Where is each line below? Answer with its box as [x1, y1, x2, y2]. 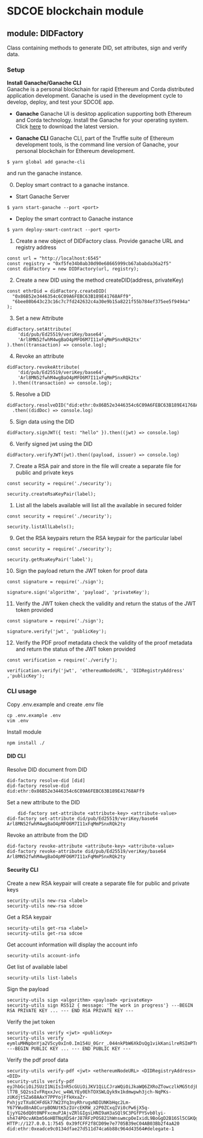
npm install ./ [7, 740, 45, 746]
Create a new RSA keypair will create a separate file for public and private [7, 880, 190, 887]
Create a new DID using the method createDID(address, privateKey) [15, 277, 184, 284]
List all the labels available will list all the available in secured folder [15, 502, 183, 509]
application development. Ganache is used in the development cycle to [7, 92, 183, 99]
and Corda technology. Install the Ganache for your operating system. [15, 116, 189, 124]
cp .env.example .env [7, 712, 61, 718]
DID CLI [7, 752, 26, 760]
